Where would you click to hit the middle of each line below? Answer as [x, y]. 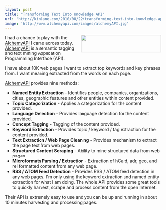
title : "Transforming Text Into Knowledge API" [55, 14]
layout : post [19, 10]
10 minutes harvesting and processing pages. [51, 202]
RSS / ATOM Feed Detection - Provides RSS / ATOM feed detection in [83, 172]
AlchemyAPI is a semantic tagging [40, 48]
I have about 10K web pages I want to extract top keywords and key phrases [83, 68]
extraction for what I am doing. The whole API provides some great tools [86, 182]
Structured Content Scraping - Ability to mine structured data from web [86, 151]
